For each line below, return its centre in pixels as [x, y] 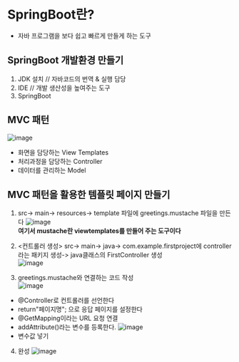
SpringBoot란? [51, 15]
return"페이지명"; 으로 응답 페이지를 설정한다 [80, 309]
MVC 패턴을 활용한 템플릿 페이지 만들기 [89, 194]
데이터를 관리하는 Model [52, 170]
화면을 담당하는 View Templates [63, 152]
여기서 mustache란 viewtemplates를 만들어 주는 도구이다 [99, 231]
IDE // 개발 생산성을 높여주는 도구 [64, 88]
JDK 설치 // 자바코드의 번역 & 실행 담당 [72, 78]
